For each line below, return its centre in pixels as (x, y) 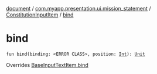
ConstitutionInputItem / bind (40, 15)
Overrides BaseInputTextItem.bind (47, 65)
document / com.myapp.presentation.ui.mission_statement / (78, 9)
